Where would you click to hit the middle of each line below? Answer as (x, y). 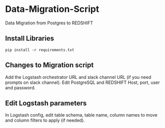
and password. (20, 87)
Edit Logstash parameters (46, 103)
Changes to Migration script (49, 65)
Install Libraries (30, 38)
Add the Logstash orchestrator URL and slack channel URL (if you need (78, 77)
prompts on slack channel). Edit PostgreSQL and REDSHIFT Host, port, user (82, 82)
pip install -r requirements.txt (40, 50)
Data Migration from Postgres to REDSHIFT (49, 23)
